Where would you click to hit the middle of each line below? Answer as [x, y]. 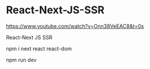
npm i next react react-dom [39, 48]
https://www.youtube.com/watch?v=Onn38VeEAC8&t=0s [75, 26]
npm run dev [21, 60]
